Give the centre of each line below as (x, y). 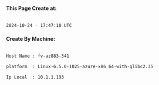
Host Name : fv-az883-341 (38, 56)
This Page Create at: (31, 8)
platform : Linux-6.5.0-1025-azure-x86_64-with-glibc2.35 (80, 67)
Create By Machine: (31, 38)
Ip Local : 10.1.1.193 (35, 77)
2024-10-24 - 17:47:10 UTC (39, 26)
